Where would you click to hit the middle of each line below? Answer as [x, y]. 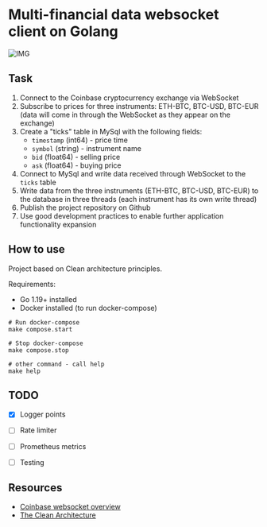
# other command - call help [56, 364]
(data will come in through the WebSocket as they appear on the [125, 114]
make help [25, 371]
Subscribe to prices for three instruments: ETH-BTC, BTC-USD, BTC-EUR [139, 106]
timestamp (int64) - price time [80, 140]
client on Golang [64, 31]
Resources [35, 488]
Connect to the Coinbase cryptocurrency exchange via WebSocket [129, 98]
